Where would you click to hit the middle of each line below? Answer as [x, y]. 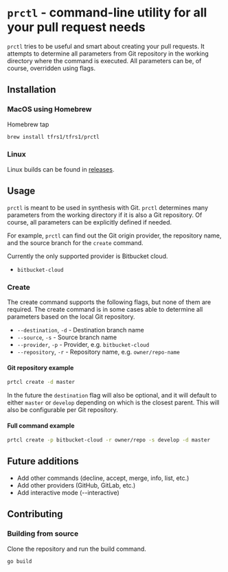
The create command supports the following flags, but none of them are [109, 302]
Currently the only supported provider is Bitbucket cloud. [88, 256]
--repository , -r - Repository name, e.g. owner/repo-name [98, 352]
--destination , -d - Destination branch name [80, 330]
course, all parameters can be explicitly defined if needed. [90, 222]
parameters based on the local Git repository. [71, 317]
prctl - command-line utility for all [107, 13]
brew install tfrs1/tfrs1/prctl [53, 137]
